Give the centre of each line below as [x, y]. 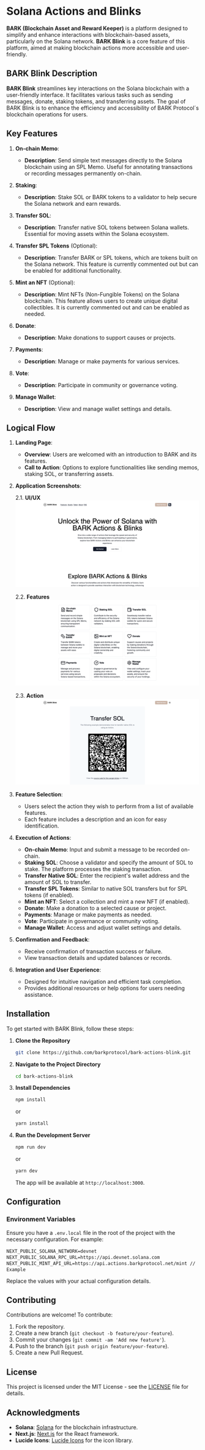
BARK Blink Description [52, 74]
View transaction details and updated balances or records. [98, 957]
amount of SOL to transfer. [58, 882]
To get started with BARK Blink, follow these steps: [70, 1029]
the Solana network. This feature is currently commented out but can [111, 264]
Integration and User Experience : [58, 970]
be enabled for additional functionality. [73, 270]
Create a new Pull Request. [49, 1353]
